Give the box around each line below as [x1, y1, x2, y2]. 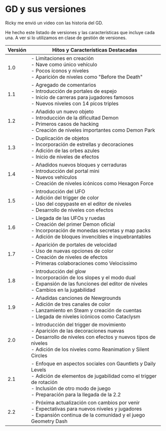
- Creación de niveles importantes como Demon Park [31, 126, 156, 133]
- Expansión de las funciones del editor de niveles [31, 280, 148, 287]
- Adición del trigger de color [31, 194, 99, 201]
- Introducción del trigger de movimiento [31, 321, 126, 328]
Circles [31, 352, 48, 359]
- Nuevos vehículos [31, 173, 78, 180]
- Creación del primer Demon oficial [31, 220, 115, 227]
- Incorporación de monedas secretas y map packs [31, 227, 151, 234]
